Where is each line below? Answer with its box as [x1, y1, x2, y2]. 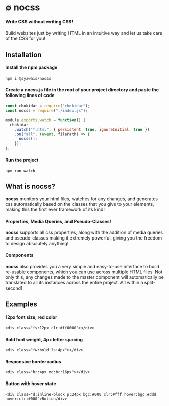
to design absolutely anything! [5, 241, 69, 247]
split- [144, 280, 156, 286]
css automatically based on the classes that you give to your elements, [5, 201, 154, 207]
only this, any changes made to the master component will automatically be [5, 274, 164, 280]
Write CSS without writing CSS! [5, 18, 74, 25]
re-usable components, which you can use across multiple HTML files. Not [5, 269, 163, 275]
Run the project [5, 157, 39, 163]
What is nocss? [5, 182, 55, 190]
